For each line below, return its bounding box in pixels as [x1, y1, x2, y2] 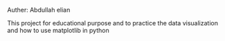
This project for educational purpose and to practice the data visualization [7, 19, 218, 27]
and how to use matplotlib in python [7, 27, 109, 34]
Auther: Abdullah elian [7, 6, 71, 14]
